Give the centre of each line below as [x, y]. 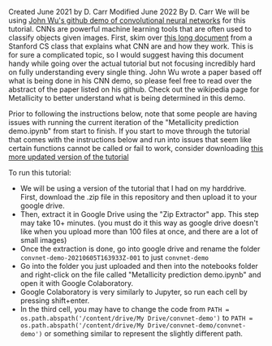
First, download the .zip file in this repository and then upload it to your [138, 197]
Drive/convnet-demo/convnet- [196, 326]
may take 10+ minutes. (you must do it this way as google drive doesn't [139, 223]
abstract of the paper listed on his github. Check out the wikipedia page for [134, 89]
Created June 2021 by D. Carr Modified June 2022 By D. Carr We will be [129, 12]
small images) [43, 240]
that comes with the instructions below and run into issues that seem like [130, 140]
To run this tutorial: [40, 173]
